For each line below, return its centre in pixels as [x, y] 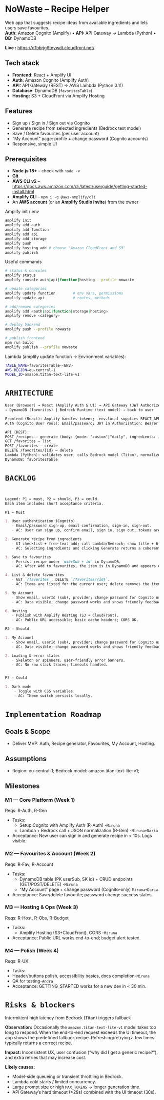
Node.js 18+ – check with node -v [46, 171]
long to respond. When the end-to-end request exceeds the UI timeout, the [81, 1032]
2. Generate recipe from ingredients [43, 539]
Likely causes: [20, 1067]
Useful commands [23, 262]
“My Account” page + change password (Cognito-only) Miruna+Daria [89, 889]
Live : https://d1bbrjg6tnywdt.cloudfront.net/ [50, 48]
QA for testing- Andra [33, 981]
